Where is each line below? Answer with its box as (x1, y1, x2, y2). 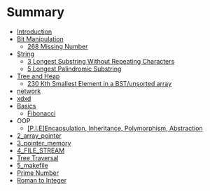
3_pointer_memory (16, 139, 71, 147)
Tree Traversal (16, 153, 59, 162)
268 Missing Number (27, 42, 88, 50)
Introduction (16, 27, 52, 36)
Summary (6, 4, 64, 20)
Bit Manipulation (16, 34, 64, 43)
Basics (16, 101, 36, 110)
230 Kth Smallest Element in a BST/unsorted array (27, 79, 172, 87)
